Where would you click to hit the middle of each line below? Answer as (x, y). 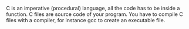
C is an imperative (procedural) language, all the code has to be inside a (93, 8)
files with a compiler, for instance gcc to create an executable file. (86, 20)
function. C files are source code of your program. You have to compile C (95, 14)
